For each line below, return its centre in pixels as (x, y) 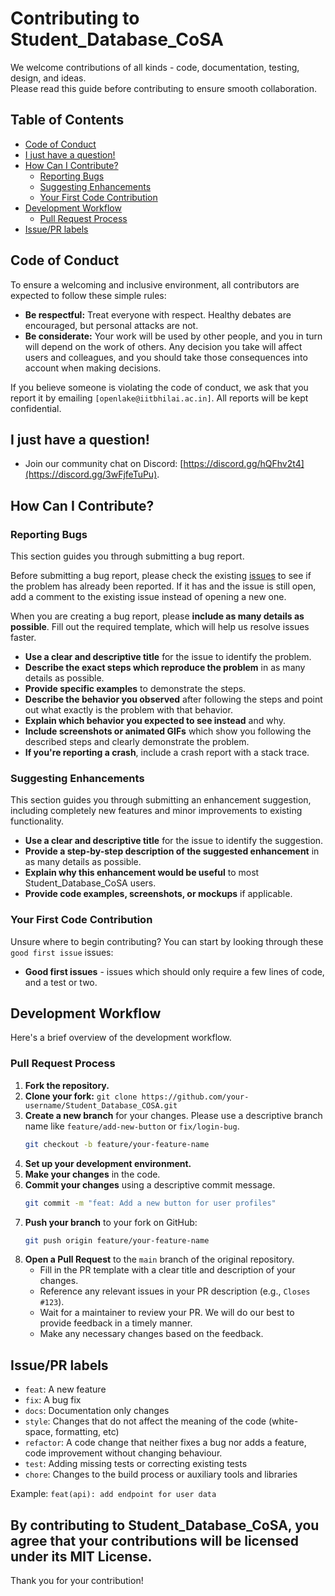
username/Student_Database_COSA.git (101, 1105)
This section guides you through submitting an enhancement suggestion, (161, 800)
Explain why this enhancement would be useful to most (142, 873)
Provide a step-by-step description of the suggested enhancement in (172, 851)
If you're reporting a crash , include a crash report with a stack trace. (167, 753)
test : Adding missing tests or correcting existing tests (136, 1464)
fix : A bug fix (53, 1400)
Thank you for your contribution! (77, 1581)
